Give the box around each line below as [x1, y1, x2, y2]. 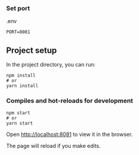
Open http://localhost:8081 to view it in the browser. [6, 131, 133, 138]
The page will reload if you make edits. [6, 143, 101, 150]
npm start [6, 110, 31, 116]
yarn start [6, 121, 33, 126]
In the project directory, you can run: [6, 61, 96, 68]
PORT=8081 [6, 29, 31, 35]
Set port [6, 4, 30, 12]
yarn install [6, 83, 39, 89]
